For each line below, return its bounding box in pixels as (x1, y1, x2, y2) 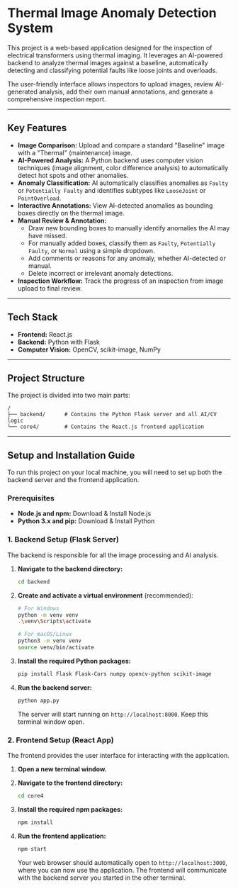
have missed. (28, 231, 67, 240)
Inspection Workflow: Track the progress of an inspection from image (17, 276, 224, 285)
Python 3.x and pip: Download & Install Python (17, 517, 155, 525)
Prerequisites (7, 493, 55, 503)
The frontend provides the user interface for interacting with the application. (7, 751, 230, 759)
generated (7, 87, 38, 96)
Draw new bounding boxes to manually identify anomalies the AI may (28, 223, 230, 232)
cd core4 (17, 792, 44, 799)
